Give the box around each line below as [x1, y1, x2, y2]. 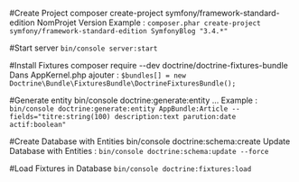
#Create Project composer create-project [9, 8, 164, 18]
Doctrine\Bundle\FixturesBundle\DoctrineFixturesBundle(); [9, 79, 237, 88]
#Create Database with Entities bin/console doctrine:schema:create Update [9, 136, 291, 147]
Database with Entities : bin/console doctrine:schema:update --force [9, 146, 269, 156]
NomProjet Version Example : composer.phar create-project [36, 17, 261, 28]
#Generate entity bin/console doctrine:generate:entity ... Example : [9, 95, 258, 105]
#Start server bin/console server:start [9, 42, 158, 53]
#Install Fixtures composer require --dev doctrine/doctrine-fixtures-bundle [9, 60, 289, 70]
